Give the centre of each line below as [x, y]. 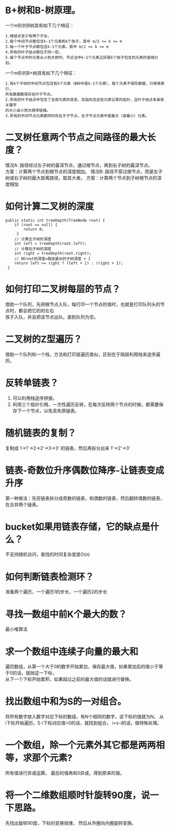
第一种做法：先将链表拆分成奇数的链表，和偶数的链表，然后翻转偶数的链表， [85, 498]
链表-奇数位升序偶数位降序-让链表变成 [85, 470]
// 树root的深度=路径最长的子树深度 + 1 [53, 259]
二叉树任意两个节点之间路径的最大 [76, 138]
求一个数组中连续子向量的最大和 [72, 652]
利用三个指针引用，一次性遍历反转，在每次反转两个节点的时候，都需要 [86, 404]
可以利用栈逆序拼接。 [35, 398]
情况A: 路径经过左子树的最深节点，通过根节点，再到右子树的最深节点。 [79, 165]
